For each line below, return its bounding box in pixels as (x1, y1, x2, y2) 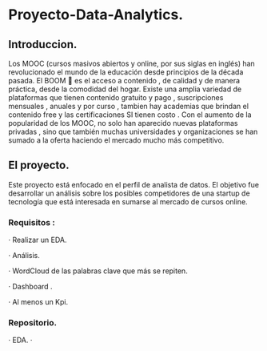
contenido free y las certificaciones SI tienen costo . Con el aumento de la (8, 110, 252, 119)
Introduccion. (8, 38, 78, 51)
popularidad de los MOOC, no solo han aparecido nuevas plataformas (8, 119, 238, 127)
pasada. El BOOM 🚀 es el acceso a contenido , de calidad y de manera (8, 76, 241, 85)
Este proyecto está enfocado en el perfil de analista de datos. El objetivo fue (8, 180, 260, 189)
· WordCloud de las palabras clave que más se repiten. (8, 266, 188, 276)
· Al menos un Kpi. (8, 297, 69, 307)
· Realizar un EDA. (8, 235, 67, 245)
